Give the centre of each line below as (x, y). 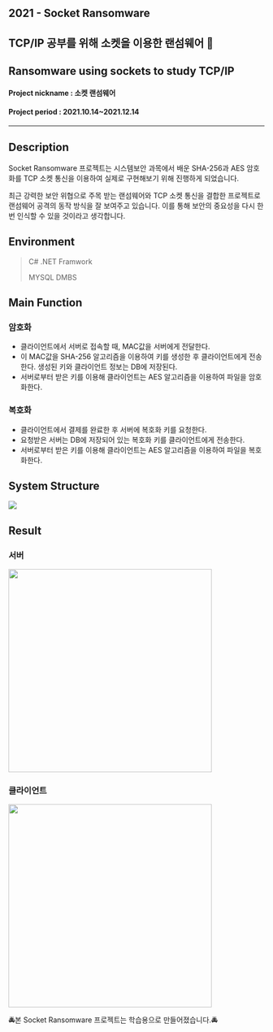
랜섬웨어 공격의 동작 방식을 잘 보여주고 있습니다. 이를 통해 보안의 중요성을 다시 (132, 206)
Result (25, 530)
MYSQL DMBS (52, 277)
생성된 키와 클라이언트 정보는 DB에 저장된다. (108, 367)
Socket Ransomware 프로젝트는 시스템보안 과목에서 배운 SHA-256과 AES (127, 168)
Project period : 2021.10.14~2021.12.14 (74, 112)
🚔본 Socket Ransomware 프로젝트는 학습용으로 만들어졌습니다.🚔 (113, 1020)
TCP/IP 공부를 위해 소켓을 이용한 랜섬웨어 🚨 (111, 43)
